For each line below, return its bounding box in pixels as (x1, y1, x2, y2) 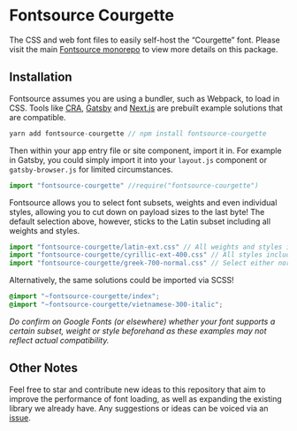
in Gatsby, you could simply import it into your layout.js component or (9, 154, 268, 165)
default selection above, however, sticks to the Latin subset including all (9, 216, 271, 227)
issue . (9, 412, 31, 423)
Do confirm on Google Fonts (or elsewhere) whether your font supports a (9, 316, 276, 327)
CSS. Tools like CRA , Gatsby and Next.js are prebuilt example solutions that (9, 103, 283, 113)
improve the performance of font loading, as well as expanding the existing (9, 393, 283, 404)
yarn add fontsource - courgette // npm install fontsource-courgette (9, 129, 267, 138)
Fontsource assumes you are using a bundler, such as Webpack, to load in (9, 93, 280, 104)
